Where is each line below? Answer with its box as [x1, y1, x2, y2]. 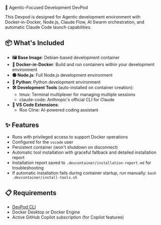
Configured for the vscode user [12, 139, 73, 145]
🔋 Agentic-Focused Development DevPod [5, 5, 88, 10]
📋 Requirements [5, 189, 57, 197]
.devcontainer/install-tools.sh [12, 175, 77, 180]
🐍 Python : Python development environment [12, 79, 101, 85]
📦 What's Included [5, 39, 64, 47]
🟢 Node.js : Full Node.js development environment [12, 72, 113, 78]
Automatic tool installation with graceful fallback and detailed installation [12, 149, 157, 155]
